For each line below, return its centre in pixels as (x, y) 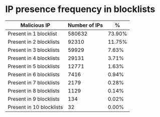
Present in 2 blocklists (34, 42)
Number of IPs (85, 25)
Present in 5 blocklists (34, 66)
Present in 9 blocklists (34, 99)
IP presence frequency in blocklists (80, 9)
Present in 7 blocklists (34, 82)
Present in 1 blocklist (32, 34)
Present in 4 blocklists (34, 58)
